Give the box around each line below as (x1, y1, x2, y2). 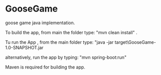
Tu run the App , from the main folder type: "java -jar (5, 39, 114, 45)
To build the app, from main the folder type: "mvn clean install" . (5, 29, 138, 35)
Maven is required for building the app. (5, 64, 85, 70)
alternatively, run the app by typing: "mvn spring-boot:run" (5, 54, 127, 60)
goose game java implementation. (5, 20, 75, 26)
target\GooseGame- (114, 39, 156, 45)
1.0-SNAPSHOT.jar (5, 44, 44, 50)
